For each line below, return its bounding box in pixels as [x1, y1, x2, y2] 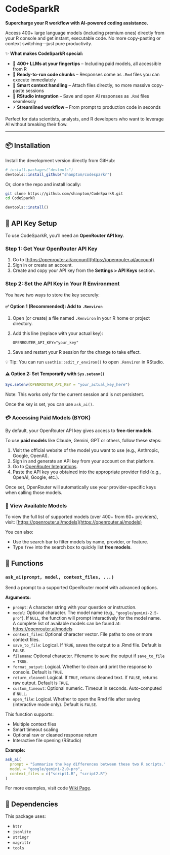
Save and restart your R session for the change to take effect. [12, 349, 141, 355]
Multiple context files [12, 721, 57, 727]
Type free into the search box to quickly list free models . [12, 544, 132, 551]
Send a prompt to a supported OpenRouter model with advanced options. [5, 585, 158, 591]
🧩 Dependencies [5, 800, 58, 808]
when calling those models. [5, 490, 63, 496]
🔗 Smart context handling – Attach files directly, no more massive [12, 82, 151, 88]
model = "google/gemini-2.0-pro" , [10, 766, 82, 772]
